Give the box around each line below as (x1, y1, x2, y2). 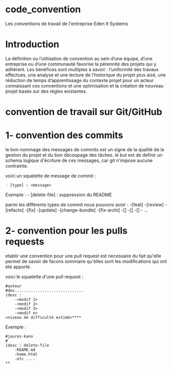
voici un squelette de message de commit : (5, 173, 97, 179)
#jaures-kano (5, 334, 33, 339)
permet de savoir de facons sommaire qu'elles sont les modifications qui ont (5, 258, 167, 264)
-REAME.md (14, 347, 36, 352)
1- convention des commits (5, 130, 123, 141)
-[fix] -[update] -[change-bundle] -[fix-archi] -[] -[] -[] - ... (25, 207, 148, 213)
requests (5, 236, 45, 248)
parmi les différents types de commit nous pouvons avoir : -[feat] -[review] (5, 201, 164, 208)
